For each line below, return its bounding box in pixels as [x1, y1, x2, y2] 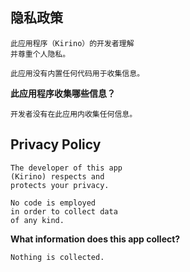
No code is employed [10, 198, 97, 208]
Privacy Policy [10, 136, 102, 153]
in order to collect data [10, 206, 118, 217]
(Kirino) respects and [10, 171, 105, 182]
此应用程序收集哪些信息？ [10, 87, 116, 99]
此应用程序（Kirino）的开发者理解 [10, 38, 135, 48]
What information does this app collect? [10, 233, 181, 245]
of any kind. [10, 215, 65, 225]
